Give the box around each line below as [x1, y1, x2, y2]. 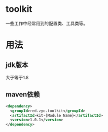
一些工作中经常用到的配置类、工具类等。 [5, 20, 88, 26]
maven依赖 [5, 90, 40, 99]
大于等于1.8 [5, 74, 29, 80]
